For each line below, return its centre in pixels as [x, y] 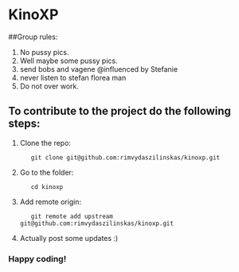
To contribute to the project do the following [119, 111]
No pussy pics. [44, 52]
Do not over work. [49, 86]
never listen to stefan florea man [73, 77]
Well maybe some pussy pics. [69, 61]
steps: [24, 124]
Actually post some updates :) [69, 238]
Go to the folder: [47, 172]
